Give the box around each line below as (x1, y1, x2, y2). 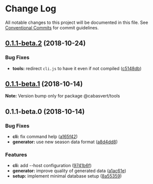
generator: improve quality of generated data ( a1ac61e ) (12, 168, 127, 174)
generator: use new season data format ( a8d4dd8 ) (12, 139, 118, 145)
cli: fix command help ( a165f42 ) (12, 134, 78, 140)
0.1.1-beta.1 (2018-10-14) (5, 80, 83, 89)
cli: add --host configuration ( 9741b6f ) (12, 163, 92, 169)
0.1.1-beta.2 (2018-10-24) (5, 39, 86, 48)
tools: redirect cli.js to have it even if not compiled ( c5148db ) (12, 65, 142, 71)
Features (5, 151, 27, 158)
